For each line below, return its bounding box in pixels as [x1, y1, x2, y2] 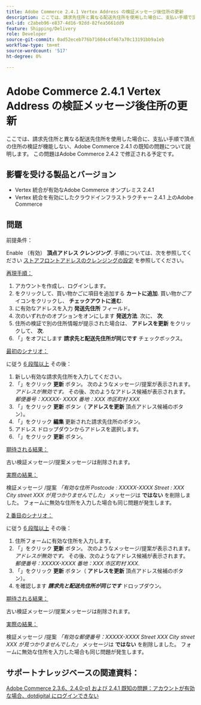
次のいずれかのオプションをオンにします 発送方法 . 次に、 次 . [14, 313, 165, 320]
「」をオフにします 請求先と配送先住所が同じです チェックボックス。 [14, 335, 186, 342]
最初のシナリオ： [6, 347, 48, 355]
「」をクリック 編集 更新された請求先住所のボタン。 [14, 418, 144, 425]
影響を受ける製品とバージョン [6, 169, 117, 179]
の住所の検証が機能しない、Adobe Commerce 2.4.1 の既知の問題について [6, 142, 185, 150]
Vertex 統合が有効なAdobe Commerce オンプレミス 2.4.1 [14, 187, 154, 194]
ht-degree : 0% [6, 53, 42, 59]
